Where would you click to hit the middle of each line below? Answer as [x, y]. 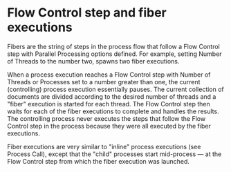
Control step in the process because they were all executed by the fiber [109, 126]
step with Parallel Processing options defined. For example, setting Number [115, 54]
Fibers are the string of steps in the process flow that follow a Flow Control [113, 46]
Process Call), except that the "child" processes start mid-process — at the [114, 154]
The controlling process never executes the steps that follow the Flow [107, 118]
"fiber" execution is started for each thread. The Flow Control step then [109, 104]
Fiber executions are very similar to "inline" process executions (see [104, 146]
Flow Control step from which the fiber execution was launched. [99, 161]
